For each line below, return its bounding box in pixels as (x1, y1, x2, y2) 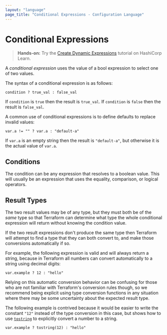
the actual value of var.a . (5, 143, 57, 149)
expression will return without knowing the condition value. (5, 220, 126, 226)
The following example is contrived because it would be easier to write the (5, 305, 158, 311)
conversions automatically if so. (5, 240, 71, 246)
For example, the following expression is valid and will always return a (5, 250, 149, 256)
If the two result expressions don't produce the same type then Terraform (5, 230, 157, 236)
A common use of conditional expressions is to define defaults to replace (5, 114, 156, 120)
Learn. (17, 56, 31, 62)
